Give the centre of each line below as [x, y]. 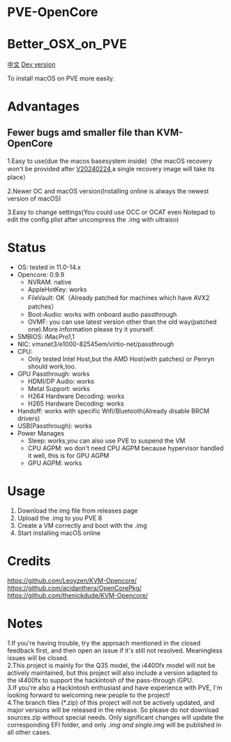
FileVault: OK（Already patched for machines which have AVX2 [119, 298]
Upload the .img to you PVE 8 [60, 518]
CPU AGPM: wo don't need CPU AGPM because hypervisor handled [126, 448]
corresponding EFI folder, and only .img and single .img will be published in [114, 725]
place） [18, 177]
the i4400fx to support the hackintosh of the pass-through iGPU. [100, 680]
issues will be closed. [38, 657]
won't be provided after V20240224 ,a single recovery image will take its [111, 169]
